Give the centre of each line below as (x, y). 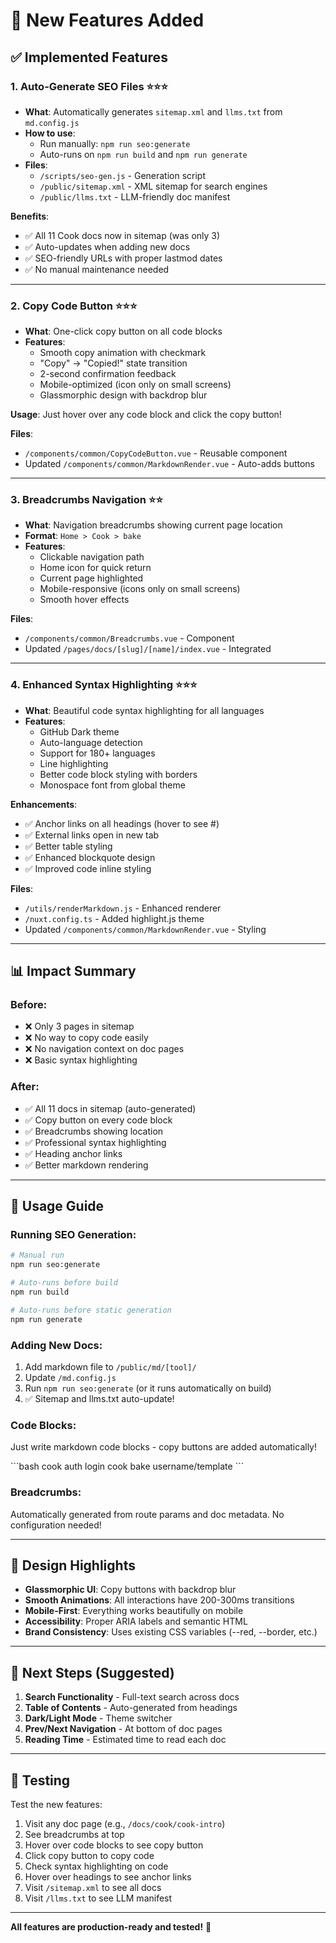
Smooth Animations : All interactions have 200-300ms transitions (159, 1600)
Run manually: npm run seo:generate (115, 143)
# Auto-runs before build (64, 1283)
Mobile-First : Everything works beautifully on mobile (134, 1611)
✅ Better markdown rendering (86, 1165)
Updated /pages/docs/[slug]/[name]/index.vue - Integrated (148, 649)
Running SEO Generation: (73, 1235)
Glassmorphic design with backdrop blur (123, 395)
